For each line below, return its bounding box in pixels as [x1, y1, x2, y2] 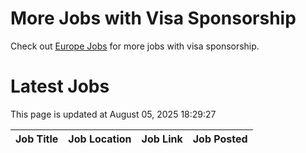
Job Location [68, 132, 132, 146]
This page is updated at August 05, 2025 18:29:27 [10, 108, 217, 120]
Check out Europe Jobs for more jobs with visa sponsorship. [10, 40, 260, 52]
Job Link [141, 132, 183, 146]
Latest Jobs [10, 75, 110, 98]
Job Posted [192, 132, 248, 146]
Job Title [15, 132, 59, 146]
